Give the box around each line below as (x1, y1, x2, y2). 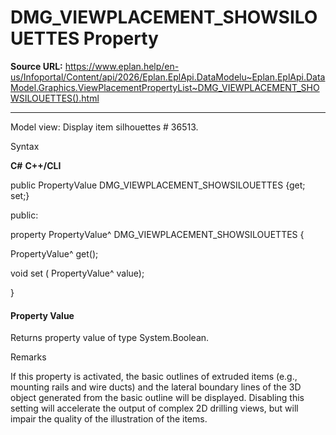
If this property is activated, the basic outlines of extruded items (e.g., (10, 371, 298, 383)
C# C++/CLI (10, 159, 62, 171)
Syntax (10, 140, 40, 152)
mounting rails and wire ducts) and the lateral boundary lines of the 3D (10, 381, 302, 393)
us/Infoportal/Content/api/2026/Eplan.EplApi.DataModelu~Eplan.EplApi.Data (10, 71, 326, 83)
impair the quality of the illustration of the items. (10, 413, 208, 425)
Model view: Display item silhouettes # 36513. (10, 121, 199, 133)
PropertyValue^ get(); (10, 247, 99, 260)
